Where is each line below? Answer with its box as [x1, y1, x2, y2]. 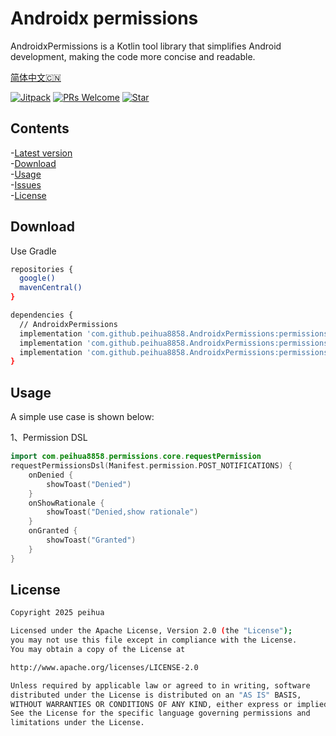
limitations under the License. [10, 718, 145, 728]
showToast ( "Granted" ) [46, 535, 137, 545]
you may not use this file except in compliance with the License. [10, 635, 298, 646]
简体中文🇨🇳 [10, 71, 62, 83]
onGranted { [28, 526, 78, 536]
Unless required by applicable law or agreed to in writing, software [10, 680, 311, 691]
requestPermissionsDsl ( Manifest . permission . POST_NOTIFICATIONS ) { [10, 461, 293, 471]
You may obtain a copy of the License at [10, 645, 186, 655]
